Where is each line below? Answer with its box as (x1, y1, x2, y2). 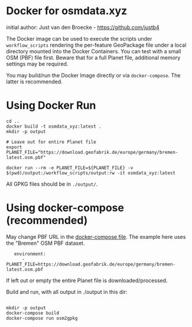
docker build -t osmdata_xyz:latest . (6, 123, 102, 129)
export (6, 144, 22, 150)
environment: (14, 251, 46, 257)
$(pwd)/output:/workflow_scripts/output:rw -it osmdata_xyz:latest (6, 170, 176, 176)
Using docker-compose (6, 201, 124, 215)
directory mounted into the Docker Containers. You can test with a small (6, 47, 181, 54)
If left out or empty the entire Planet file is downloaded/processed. (6, 277, 168, 284)
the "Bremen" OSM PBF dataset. (6, 239, 85, 247)
